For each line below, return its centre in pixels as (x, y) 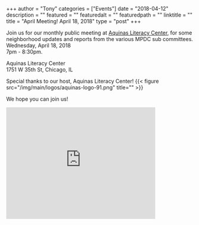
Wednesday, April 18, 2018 (39, 45)
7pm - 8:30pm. (24, 52)
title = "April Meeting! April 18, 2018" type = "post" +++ (74, 21)
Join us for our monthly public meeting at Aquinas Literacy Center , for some (99, 33)
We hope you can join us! (37, 99)
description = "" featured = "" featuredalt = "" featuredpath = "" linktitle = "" (99, 15)
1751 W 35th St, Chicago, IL (40, 70)
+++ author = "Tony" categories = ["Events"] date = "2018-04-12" (87, 9)
